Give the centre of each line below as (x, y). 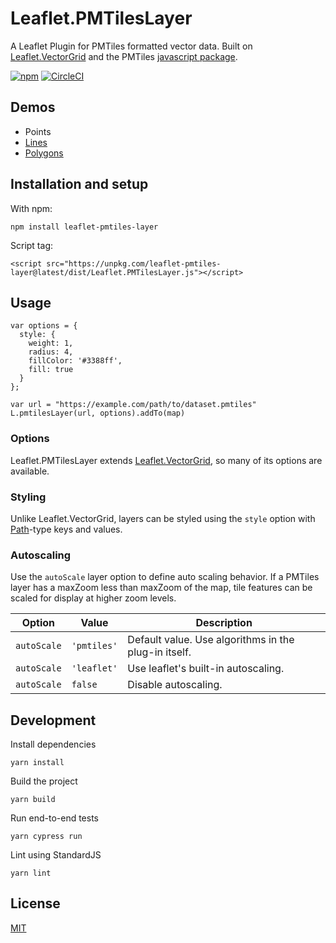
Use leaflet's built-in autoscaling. (206, 669)
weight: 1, (51, 343)
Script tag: (31, 245)
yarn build (33, 800)
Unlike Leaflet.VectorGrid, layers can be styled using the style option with (163, 518)
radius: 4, (51, 352)
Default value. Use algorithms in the (211, 640)
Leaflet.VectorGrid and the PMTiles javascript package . (124, 56)
